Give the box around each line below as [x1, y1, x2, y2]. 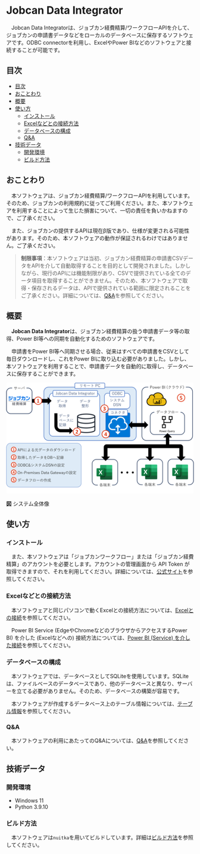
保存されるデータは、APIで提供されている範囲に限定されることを [31, 284, 191, 291]
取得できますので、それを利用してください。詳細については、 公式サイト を [6, 568, 188, 575]
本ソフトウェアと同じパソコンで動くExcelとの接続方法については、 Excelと [11, 606, 194, 614]
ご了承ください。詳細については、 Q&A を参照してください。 [20, 291, 167, 299]
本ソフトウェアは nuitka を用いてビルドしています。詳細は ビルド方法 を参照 [11, 834, 193, 841]
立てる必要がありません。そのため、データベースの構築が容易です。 [16, 687, 183, 694]
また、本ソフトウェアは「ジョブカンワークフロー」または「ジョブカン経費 [11, 553, 194, 560]
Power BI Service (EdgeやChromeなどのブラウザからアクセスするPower [11, 626, 187, 633]
